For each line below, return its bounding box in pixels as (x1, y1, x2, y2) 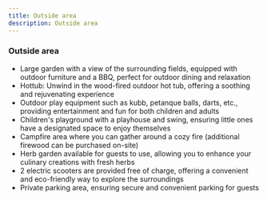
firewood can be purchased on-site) (19, 140, 139, 150)
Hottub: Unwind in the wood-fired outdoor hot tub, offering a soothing (19, 81, 250, 90)
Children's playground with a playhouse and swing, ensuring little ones (19, 114, 253, 124)
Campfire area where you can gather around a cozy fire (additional (19, 131, 240, 141)
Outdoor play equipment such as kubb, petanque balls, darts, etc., (19, 98, 238, 107)
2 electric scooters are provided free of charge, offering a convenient (19, 166, 249, 175)
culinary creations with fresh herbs (19, 157, 135, 166)
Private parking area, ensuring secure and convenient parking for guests (19, 182, 260, 192)
